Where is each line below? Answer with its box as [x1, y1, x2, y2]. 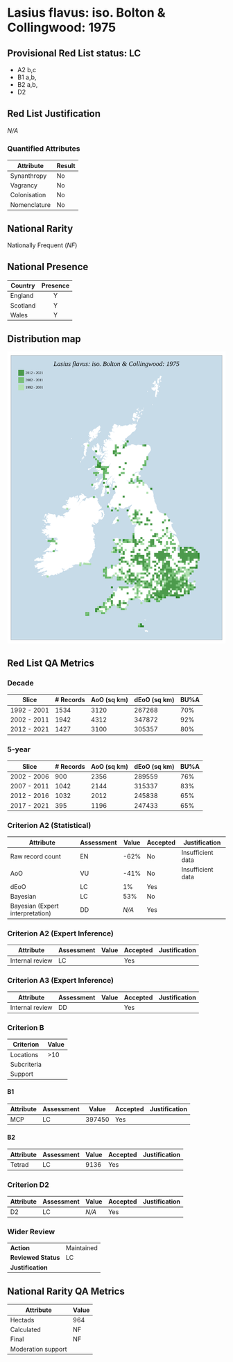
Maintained [65, 1244, 98, 1252]
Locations [10, 1050, 39, 1058]
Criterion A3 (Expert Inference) [7, 976, 114, 986]
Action [10, 1244, 30, 1252]
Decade [7, 678, 34, 688]
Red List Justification [7, 108, 101, 119]
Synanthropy [10, 172, 47, 180]
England [10, 292, 34, 300]
